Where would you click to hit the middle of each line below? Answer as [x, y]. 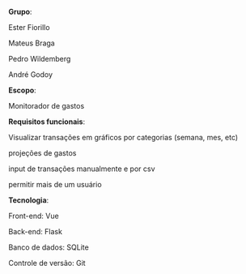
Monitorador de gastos [47, 106]
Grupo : [20, 12]
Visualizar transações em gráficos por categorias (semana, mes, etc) [123, 137]
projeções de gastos [42, 153]
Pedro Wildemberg [40, 59]
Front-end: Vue [34, 216]
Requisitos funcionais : [47, 122]
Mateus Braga [32, 43]
